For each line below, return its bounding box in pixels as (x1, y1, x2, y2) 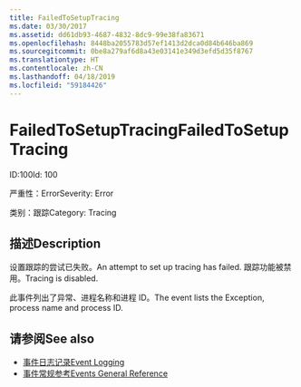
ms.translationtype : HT (9, 55, 100, 64)
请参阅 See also (9, 331, 95, 346)
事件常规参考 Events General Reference (22, 368, 169, 379)
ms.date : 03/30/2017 (9, 22, 88, 31)
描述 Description (9, 236, 102, 251)
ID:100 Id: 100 (9, 169, 58, 179)
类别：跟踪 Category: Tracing (9, 207, 117, 218)
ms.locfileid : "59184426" (9, 81, 107, 90)
